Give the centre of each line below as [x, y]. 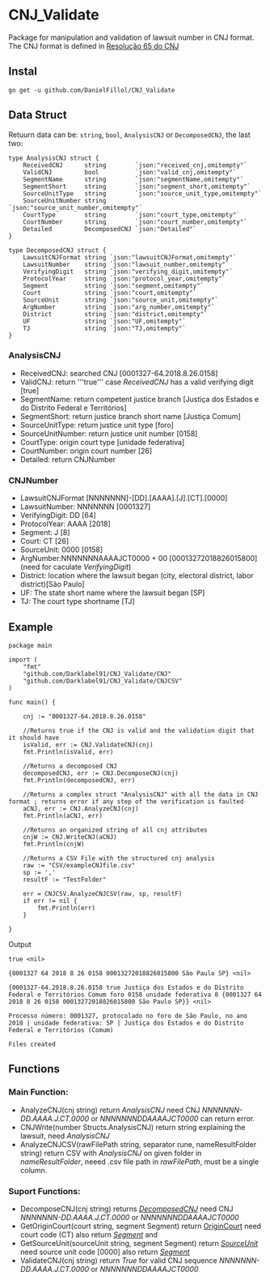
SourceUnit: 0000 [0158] [61, 550]
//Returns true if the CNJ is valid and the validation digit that [139, 730]
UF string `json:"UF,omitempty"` [104, 321]
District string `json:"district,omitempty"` [115, 314]
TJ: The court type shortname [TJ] [77, 601]
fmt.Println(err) [66, 908]
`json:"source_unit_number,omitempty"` [76, 208]
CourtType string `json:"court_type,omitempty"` [132, 215]
